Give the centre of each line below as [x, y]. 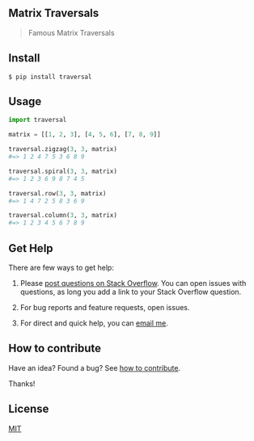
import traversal [38, 120]
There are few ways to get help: [61, 267]
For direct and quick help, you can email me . [94, 323]
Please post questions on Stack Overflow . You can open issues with [133, 283]
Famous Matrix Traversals [71, 32]
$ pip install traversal [50, 77]
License [29, 409]
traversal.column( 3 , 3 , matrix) [63, 216]
